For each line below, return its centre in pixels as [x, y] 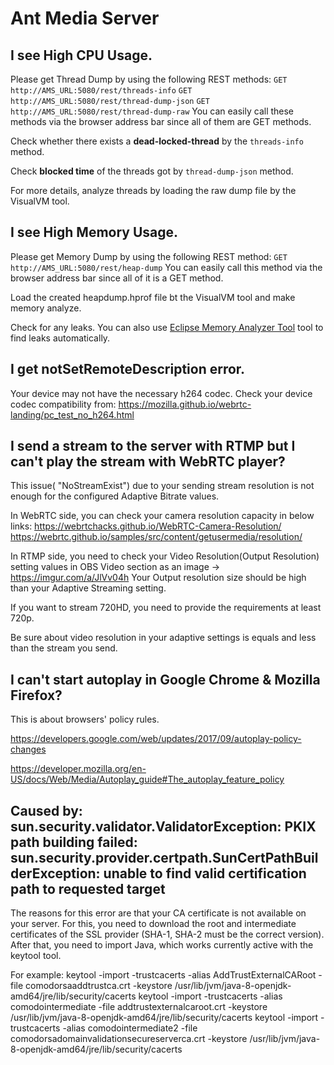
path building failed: [74, 842]
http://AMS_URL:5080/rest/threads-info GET [101, 91]
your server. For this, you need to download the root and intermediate [153, 924]
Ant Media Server [85, 18]
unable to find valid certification [205, 873]
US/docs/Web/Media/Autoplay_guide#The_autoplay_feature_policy [147, 779]
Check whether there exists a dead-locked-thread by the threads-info [157, 141]
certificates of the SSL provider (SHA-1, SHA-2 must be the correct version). [167, 934]
